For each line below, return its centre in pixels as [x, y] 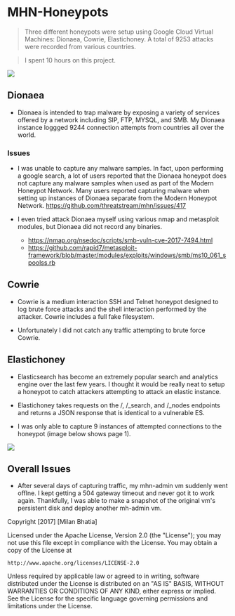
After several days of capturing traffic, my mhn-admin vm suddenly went [122, 486]
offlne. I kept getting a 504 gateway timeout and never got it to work [116, 493]
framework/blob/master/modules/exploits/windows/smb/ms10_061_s [127, 255]
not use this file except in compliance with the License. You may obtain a [112, 543]
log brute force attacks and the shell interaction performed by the [112, 309]
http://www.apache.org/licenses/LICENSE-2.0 [73, 563]
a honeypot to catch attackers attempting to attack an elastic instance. [119, 391]
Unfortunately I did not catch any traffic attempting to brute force [111, 330]
